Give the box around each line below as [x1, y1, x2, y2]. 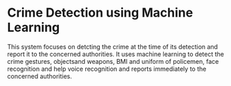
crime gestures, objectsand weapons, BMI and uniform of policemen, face [7, 57, 219, 65]
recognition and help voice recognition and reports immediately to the [7, 64, 207, 73]
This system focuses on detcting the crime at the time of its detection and [7, 42, 219, 51]
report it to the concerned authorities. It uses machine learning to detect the [7, 50, 224, 58]
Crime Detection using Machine [7, 5, 194, 21]
